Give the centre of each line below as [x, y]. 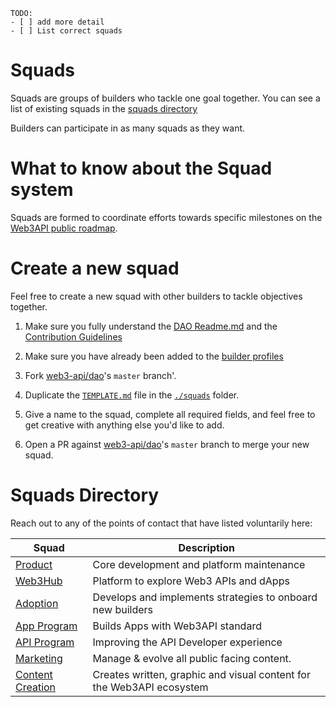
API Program [45, 642]
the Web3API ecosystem [150, 687]
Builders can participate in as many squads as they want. [128, 128]
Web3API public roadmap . [64, 228]
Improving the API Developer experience [187, 642]
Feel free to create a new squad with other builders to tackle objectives [156, 296]
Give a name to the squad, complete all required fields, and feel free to [170, 414]
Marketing [39, 658]
